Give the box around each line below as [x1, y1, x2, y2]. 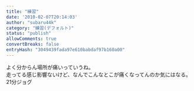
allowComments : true [6, 36, 57, 42]
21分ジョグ [6, 78, 32, 85]
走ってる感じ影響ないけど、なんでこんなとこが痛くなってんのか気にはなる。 [6, 71, 192, 78]
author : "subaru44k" [6, 19, 57, 25]
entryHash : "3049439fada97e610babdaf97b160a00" [6, 47, 126, 53]
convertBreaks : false [6, 42, 60, 48]
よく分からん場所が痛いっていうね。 [6, 63, 94, 70]
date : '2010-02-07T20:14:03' [6, 14, 78, 20]
